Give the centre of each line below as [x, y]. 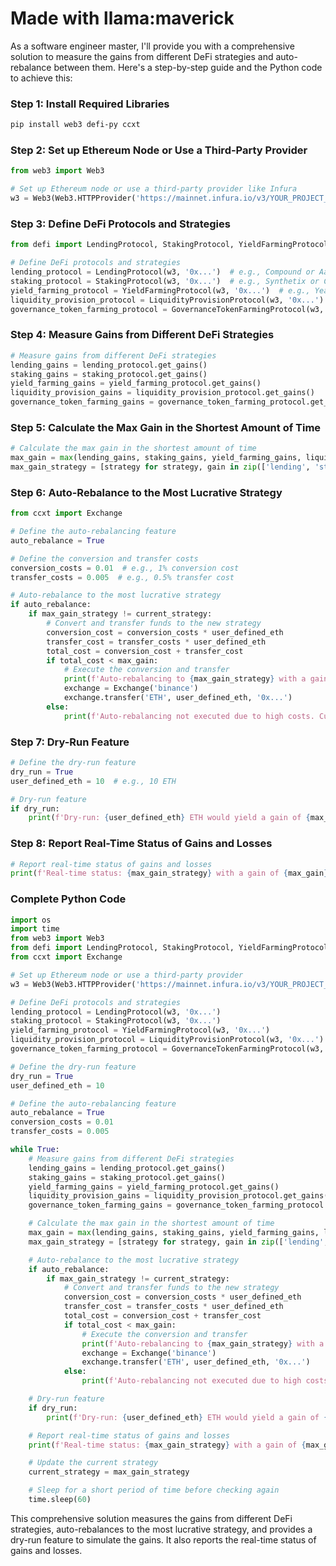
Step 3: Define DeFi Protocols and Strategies [120, 224]
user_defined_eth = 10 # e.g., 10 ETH [93, 781]
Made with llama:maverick [122, 18]
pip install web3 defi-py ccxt [75, 125]
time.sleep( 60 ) [60, 1500]
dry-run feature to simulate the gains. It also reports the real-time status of [163, 1539]
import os [31, 920]
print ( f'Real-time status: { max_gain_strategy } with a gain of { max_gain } [169, 873]
